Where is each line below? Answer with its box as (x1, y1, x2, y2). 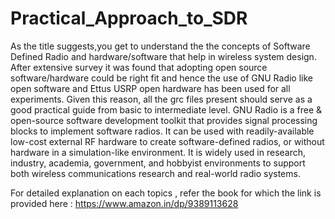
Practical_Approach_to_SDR (10, 7, 248, 30)
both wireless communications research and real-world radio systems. (10, 167, 301, 179)
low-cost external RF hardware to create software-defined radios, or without (10, 135, 325, 147)
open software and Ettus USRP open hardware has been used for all (10, 82, 291, 94)
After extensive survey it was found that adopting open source (10, 61, 268, 73)
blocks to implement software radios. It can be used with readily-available (10, 125, 315, 137)
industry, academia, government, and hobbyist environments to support (10, 157, 306, 169)
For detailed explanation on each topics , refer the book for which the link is (10, 187, 322, 199)
